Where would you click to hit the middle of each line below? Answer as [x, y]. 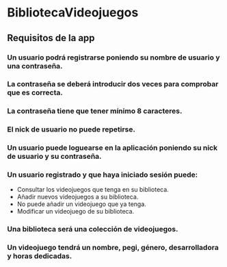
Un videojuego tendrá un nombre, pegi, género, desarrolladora [113, 248]
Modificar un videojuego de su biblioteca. [76, 212]
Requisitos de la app [51, 38]
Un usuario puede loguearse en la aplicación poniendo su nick [112, 148]
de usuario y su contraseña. [54, 157]
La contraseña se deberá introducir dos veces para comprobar [113, 84]
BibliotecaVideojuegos [73, 13]
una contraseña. [35, 66]
